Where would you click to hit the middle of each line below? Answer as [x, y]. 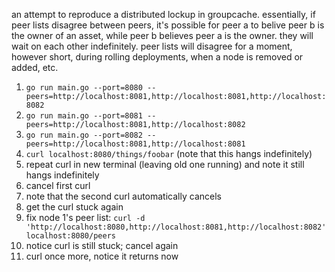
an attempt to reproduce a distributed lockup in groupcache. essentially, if [163, 14]
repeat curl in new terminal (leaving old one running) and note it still [165, 164]
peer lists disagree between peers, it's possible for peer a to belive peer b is [168, 25]
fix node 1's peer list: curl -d [85, 217]
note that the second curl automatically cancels [123, 196]
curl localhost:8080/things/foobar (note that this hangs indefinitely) [169, 153]
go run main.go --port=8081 [84, 116]
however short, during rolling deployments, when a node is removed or [157, 57]
